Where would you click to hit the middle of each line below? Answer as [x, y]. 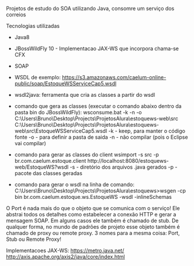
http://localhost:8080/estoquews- [128, 161]
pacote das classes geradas [49, 173]
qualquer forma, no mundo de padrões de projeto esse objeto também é [93, 227]
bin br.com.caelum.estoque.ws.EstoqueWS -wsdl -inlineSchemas [93, 197]
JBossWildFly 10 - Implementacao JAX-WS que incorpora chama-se [97, 48]
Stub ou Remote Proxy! [34, 239]
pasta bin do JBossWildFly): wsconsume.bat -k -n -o [78, 112]
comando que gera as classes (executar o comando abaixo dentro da [98, 106]
